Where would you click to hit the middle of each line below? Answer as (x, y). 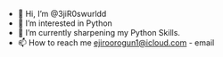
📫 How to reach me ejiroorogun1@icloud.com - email (116, 43)
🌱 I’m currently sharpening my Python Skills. (99, 33)
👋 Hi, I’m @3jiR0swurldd (62, 14)
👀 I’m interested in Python (65, 23)
